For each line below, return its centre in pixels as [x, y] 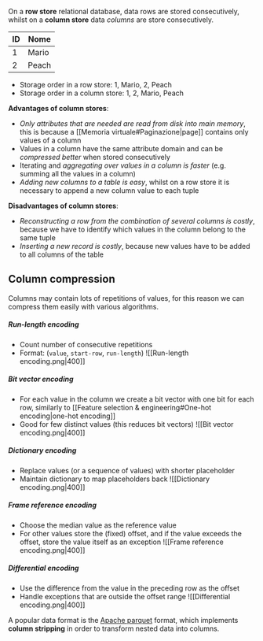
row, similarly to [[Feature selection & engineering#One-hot [115, 407]
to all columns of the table [62, 254]
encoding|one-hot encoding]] [68, 416]
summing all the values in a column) [77, 174]
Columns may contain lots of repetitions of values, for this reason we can [126, 298]
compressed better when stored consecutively [95, 157]
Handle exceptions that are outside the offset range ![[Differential [125, 596]
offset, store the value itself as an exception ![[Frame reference [121, 542]
